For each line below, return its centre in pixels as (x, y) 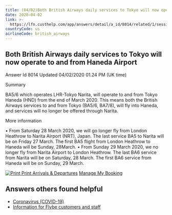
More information (24, 121)
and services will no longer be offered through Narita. (62, 111)
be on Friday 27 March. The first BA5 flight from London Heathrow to (78, 141)
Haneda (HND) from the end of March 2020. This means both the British (81, 100)
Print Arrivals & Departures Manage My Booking (72, 173)
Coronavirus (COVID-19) (38, 201)
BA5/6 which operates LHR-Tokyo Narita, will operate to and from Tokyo (81, 94)
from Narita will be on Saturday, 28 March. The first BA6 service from (79, 158)
